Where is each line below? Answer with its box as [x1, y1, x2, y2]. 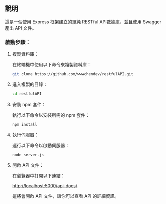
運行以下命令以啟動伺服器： [12, 142, 70, 148]
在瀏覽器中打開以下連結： [12, 172, 65, 179]
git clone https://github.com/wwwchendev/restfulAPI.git [12, 72, 134, 77]
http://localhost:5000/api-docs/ [12, 182, 78, 189]
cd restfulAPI [12, 91, 42, 96]
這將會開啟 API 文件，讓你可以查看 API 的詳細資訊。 [12, 193, 119, 199]
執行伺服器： [12, 132, 39, 138]
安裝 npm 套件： [12, 101, 46, 107]
